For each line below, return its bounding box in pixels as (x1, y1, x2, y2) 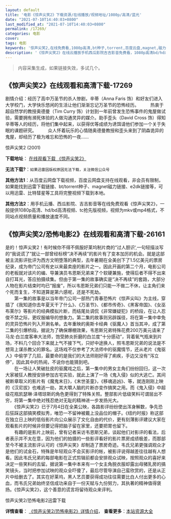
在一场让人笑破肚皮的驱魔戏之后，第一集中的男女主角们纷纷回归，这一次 (14, 366, 166, 372)
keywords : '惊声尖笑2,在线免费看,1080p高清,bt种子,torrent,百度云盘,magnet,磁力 (5, 45, 166, 50)
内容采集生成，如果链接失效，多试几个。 (17, 65, 103, 71)
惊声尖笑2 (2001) (5, 145, 41, 151)
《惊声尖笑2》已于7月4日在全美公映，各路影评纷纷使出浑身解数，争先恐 (14, 404, 163, 410)
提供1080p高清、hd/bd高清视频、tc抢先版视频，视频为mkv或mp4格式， (9, 207, 160, 213)
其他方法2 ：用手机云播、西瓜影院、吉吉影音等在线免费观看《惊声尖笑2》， (5, 201, 160, 207)
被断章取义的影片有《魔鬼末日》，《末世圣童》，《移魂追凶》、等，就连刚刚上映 (5, 378, 164, 384)
